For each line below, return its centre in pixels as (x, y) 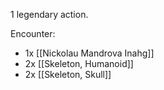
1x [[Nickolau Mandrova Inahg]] (89, 53)
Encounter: (33, 33)
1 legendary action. (49, 14)
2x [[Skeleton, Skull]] (68, 74)
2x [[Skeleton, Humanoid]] (79, 63)
